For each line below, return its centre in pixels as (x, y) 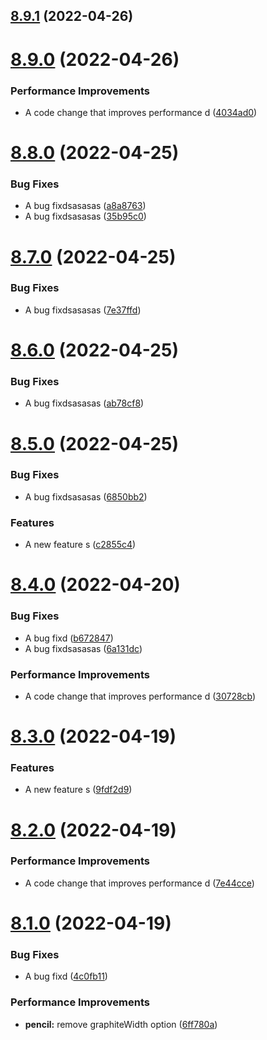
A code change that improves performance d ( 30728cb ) (140, 696)
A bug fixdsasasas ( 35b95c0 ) (85, 216)
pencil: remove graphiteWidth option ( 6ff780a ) (121, 1024)
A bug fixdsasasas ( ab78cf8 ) (84, 403)
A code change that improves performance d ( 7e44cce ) (139, 883)
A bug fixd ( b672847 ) (69, 638)
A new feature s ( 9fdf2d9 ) (78, 790)
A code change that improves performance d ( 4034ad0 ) (141, 112)
